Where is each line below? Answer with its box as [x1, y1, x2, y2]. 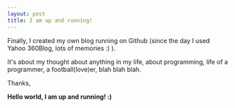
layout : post [7, 10, 46, 18]
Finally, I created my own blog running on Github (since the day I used [7, 36, 210, 44]
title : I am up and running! [7, 17, 93, 24]
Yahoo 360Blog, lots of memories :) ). [7, 44, 116, 52]
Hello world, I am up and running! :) [7, 92, 113, 101]
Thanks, [7, 78, 31, 87]
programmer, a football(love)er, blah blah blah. [7, 65, 142, 73]
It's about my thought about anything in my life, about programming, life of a [7, 57, 229, 66]
